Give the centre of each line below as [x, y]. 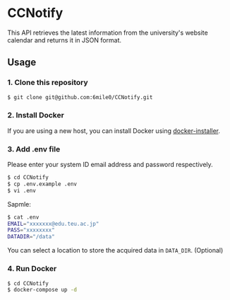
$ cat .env [23, 217]
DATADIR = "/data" [31, 237]
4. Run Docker [32, 269]
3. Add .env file [34, 149]
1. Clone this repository [48, 83]
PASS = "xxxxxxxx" [31, 230]
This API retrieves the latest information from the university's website [108, 33]
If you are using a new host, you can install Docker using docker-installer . [114, 131]
